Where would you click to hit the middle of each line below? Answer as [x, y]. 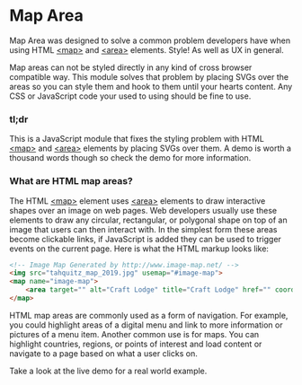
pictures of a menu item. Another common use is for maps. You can [134, 334]
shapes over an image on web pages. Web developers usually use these [143, 210]
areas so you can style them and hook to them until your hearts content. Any [151, 86]
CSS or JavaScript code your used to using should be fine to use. [130, 96]
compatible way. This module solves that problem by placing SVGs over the [149, 76]
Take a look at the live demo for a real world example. [108, 371]
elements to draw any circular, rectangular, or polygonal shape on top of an [148, 220]
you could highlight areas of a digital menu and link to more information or [146, 325]
